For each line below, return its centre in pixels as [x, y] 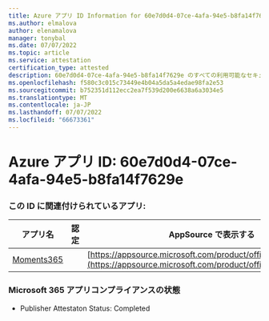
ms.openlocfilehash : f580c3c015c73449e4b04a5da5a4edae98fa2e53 [116, 82]
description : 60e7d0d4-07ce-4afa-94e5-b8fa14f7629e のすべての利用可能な [127, 75]
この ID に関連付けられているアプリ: [77, 206]
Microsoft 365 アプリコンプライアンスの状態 [94, 291]
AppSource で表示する [212, 235]
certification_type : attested [59, 68]
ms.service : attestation [50, 61]
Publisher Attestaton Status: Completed [85, 308]
